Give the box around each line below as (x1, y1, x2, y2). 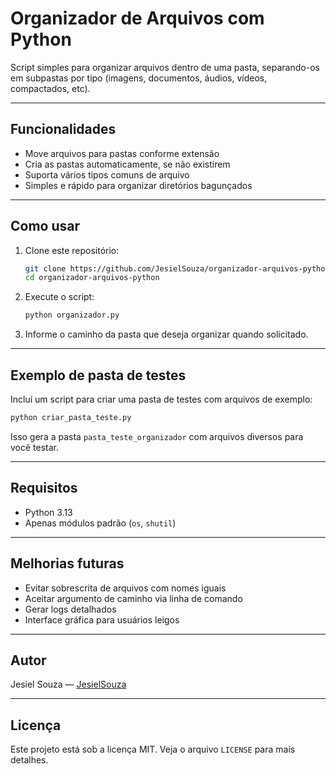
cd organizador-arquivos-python (24, 273, 160, 283)
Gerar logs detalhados (24, 603, 117, 615)
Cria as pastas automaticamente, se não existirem (24, 158, 231, 170)
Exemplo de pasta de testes (10, 367, 187, 384)
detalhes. (10, 754, 49, 766)
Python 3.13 (24, 506, 73, 518)
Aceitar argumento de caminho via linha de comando (24, 592, 243, 604)
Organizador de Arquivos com (10, 7, 265, 30)
